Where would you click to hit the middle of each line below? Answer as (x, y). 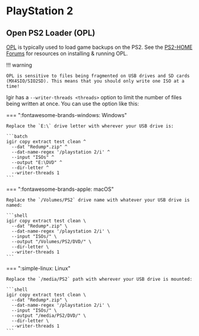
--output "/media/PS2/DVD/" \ (49, 316)
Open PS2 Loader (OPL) (51, 33)
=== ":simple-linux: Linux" (38, 268)
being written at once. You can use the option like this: (73, 103)
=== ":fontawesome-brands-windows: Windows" (67, 115)
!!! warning (19, 65)
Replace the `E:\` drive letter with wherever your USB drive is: (90, 126)
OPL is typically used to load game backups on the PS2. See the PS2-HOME (99, 47)
